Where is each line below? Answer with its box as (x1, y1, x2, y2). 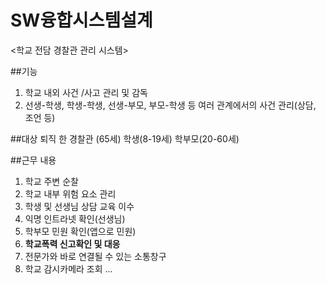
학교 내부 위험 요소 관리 (24, 187, 117, 200)
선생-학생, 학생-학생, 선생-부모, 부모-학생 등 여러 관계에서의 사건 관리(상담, (24, 99, 317, 111)
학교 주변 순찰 (24, 175, 79, 187)
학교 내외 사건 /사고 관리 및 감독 (24, 86, 148, 98)
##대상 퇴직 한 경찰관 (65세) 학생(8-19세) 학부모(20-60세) (10, 132, 240, 145)
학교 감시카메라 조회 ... (24, 262, 113, 275)
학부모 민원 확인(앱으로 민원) (24, 225, 137, 237)
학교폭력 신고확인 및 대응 (24, 237, 121, 250)
